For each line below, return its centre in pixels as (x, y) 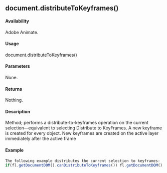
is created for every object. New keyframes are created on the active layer (82, 133)
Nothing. (14, 100)
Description (18, 111)
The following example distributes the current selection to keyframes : (83, 161)
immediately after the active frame (41, 139)
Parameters (18, 66)
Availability (17, 21)
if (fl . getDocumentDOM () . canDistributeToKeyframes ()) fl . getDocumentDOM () (84, 165)
